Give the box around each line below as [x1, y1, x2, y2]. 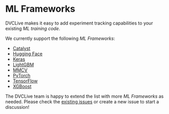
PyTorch [12, 72, 31, 78]
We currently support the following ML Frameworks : [5, 35, 115, 41]
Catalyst [12, 45, 31, 51]
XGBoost [12, 83, 32, 89]
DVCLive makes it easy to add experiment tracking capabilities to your [5, 20, 153, 26]
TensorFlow [12, 78, 38, 84]
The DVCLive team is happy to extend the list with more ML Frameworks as [5, 93, 164, 99]
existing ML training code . [5, 25, 60, 31]
